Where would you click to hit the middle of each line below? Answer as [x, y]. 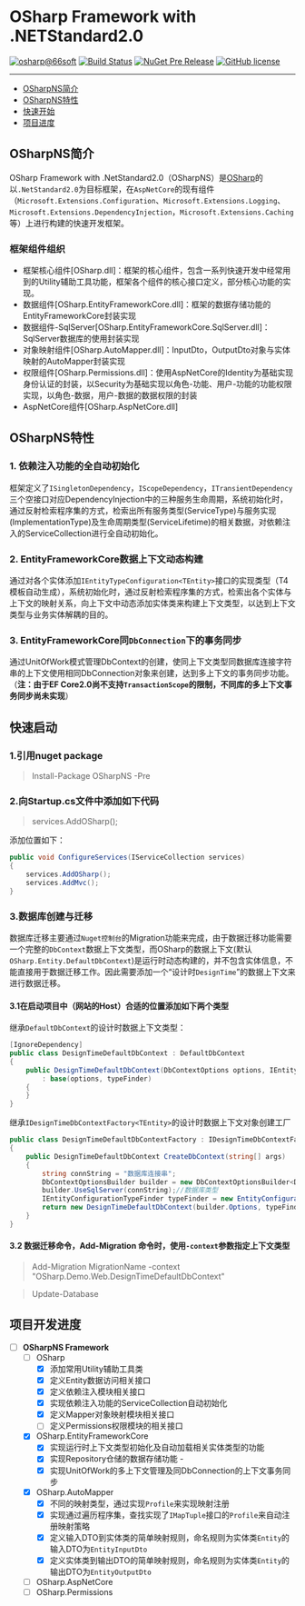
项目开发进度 [45, 1325]
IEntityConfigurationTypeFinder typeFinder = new [138, 1199]
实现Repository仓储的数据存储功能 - [117, 1459]
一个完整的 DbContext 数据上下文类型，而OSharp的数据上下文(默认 [131, 949]
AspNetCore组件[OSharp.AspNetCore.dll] [100, 407]
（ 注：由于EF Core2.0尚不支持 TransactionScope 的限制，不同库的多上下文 [147, 684]
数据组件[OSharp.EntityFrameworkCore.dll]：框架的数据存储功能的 [147, 304]
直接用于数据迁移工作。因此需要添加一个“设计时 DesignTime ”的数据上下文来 [156, 972]
